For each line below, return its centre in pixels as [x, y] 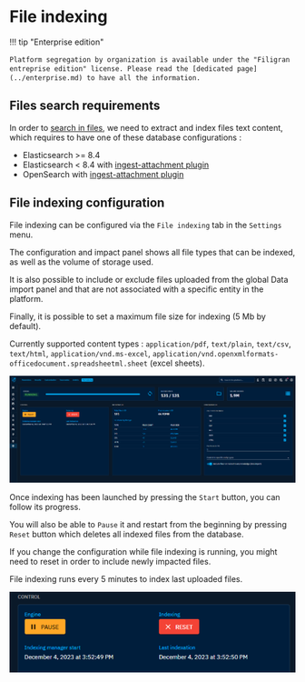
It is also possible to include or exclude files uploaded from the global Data [149, 279]
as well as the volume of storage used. [82, 262]
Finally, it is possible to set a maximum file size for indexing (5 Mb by [138, 316]
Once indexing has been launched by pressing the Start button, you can [145, 497]
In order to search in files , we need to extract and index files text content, [146, 127]
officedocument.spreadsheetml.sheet [79, 364]
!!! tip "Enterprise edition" [57, 42]
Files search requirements [85, 106]
